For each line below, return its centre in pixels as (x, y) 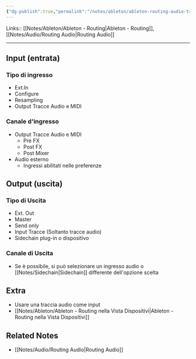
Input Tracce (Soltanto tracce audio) (58, 232)
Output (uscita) (34, 184)
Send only (27, 225)
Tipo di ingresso (29, 75)
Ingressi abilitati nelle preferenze (62, 165)
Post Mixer (36, 153)
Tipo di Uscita (26, 200)
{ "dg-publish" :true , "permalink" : (47, 11)
